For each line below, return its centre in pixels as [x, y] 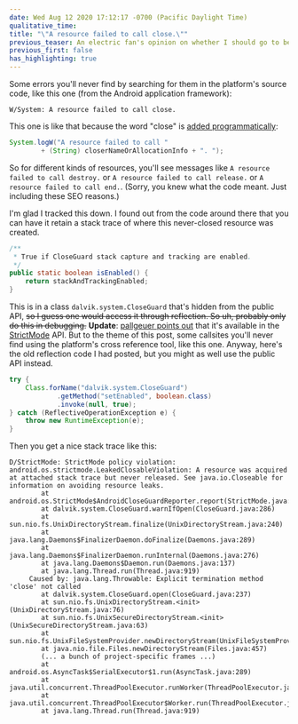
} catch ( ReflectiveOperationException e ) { [93, 413]
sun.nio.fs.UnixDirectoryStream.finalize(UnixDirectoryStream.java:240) [146, 525]
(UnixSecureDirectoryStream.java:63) [79, 626]
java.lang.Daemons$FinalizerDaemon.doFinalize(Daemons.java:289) [132, 540]
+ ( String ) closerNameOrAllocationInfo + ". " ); [133, 151]
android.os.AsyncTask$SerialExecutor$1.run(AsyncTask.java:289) [130, 672]
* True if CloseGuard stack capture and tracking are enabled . [132, 257]
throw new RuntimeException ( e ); [85, 421]
